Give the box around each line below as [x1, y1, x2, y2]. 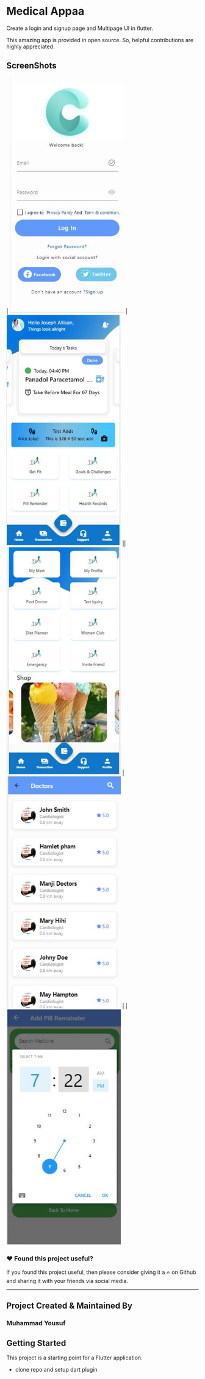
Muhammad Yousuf [6, 1319, 66, 1328]
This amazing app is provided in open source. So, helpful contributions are [6, 36, 194, 43]
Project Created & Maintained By [6, 1301, 133, 1311]
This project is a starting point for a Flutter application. [6, 1354, 143, 1361]
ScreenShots [6, 61, 57, 71]
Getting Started [6, 1337, 67, 1348]
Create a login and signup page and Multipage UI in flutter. [6, 24, 154, 32]
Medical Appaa [6, 4, 85, 18]
